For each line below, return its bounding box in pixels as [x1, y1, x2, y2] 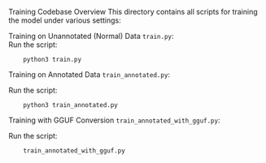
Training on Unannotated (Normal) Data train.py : [8, 32, 174, 41]
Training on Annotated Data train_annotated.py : [8, 70, 171, 79]
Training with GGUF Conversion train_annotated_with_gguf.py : [8, 115, 220, 125]
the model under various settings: [8, 15, 122, 25]
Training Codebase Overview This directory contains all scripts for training [8, 7, 258, 16]
